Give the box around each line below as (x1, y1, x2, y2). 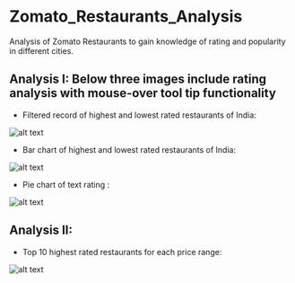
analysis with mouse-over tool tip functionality (9, 85, 276, 101)
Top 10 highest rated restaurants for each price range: (22, 246, 222, 257)
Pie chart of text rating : (22, 179, 110, 190)
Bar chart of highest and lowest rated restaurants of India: (22, 144, 236, 155)
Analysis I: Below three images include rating (9, 72, 267, 87)
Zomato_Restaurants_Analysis (9, 6, 243, 27)
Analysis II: (9, 223, 74, 238)
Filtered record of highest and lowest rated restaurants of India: (22, 110, 257, 120)
